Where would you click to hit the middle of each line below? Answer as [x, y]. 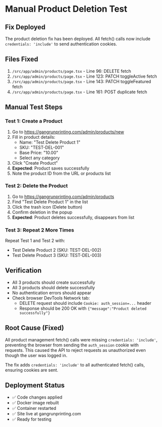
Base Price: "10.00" [39, 152]
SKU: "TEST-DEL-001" [42, 147]
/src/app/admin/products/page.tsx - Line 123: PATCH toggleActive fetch [84, 76]
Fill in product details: [34, 137]
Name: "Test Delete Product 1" [50, 142]
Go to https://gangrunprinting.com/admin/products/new [68, 132]
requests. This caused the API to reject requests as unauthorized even [75, 350]
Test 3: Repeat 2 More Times [40, 230]
